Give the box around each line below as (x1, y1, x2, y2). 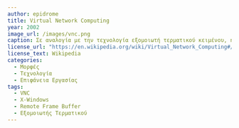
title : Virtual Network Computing (7, 17, 110, 24)
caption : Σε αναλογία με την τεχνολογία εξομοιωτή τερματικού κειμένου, (7, 37, 228, 44)
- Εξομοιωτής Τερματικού (14, 110, 87, 117)
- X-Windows (14, 97, 50, 104)
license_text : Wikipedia (7, 50, 81, 58)
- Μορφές (14, 63, 40, 70)
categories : (7, 57, 43, 64)
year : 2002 (7, 23, 40, 31)
